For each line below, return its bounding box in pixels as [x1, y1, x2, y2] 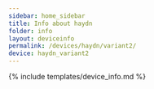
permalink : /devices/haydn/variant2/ [8, 42, 137, 50]
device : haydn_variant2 [8, 49, 90, 57]
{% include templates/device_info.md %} [8, 72, 147, 81]
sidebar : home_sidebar [8, 11, 86, 20]
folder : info [8, 27, 53, 35]
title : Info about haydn [8, 19, 93, 28]
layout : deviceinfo [8, 34, 75, 43]
